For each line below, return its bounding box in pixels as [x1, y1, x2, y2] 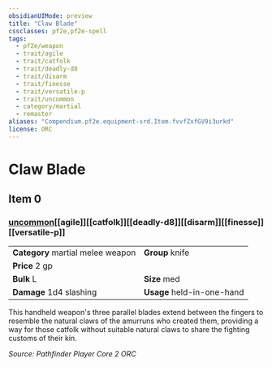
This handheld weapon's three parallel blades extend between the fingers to [8, 307, 264, 317]
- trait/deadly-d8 [15, 65, 79, 73]
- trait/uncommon [15, 95, 75, 103]
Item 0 [8, 192, 42, 206]
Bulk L [12, 273, 37, 284]
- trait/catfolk [15, 58, 71, 66]
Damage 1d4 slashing [12, 286, 97, 297]
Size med [143, 273, 180, 284]
